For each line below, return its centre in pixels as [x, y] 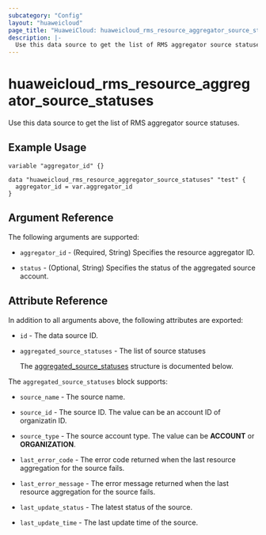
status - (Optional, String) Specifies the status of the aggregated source [137, 267]
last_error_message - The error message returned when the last [124, 483]
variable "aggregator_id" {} [56, 166]
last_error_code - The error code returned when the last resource [127, 459]
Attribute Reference [58, 301]
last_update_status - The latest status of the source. [106, 507]
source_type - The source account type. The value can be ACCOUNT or [137, 435]
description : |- [35, 38]
